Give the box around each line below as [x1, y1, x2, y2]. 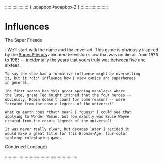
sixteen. [5, 62, 21, 68]
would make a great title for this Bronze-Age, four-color [5, 131, 127, 136]
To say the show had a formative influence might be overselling [5, 72, 140, 76]
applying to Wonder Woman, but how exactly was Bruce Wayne [5, 114, 130, 119]
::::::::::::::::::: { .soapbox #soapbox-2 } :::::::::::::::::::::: [5, 4, 108, 10]
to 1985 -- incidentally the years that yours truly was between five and [5, 57, 146, 63]
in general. [5, 80, 29, 85]
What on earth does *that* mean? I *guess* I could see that [5, 109, 132, 115]
